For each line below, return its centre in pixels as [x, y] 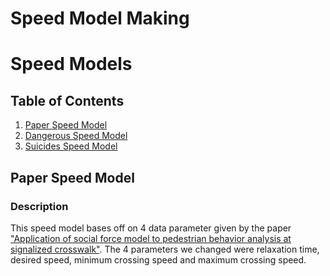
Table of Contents [67, 100]
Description [39, 206]
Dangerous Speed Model [76, 136]
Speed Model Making [100, 18]
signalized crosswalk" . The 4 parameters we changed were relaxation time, [165, 249]
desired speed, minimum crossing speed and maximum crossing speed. [158, 259]
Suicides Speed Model [71, 146]
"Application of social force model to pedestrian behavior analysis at [151, 238]
